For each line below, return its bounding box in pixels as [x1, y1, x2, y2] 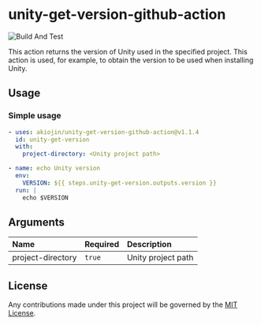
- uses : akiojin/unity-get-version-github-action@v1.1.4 [8, 128, 199, 136]
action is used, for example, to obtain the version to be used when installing [8, 55, 254, 65]
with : [15, 143, 34, 151]
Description [126, 239, 172, 250]
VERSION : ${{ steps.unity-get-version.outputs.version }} [22, 179, 217, 187]
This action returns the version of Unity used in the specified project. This [8, 47, 248, 56]
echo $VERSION [22, 193, 69, 202]
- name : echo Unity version [8, 164, 101, 173]
